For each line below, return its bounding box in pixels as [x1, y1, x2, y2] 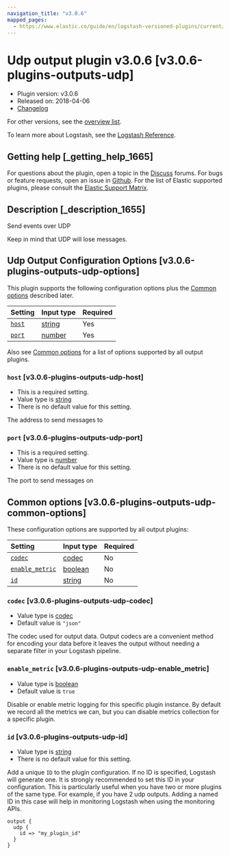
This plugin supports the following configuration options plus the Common [7, 284, 217, 292]
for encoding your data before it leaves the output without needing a [7, 639, 200, 648]
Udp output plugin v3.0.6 [7, 52, 153, 68]
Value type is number [16, 456, 77, 464]
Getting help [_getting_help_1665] [7, 150, 154, 162]
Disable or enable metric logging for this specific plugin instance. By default [7, 700, 221, 708]
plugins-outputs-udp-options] [7, 266, 140, 277]
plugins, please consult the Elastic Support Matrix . [7, 183, 149, 192]
